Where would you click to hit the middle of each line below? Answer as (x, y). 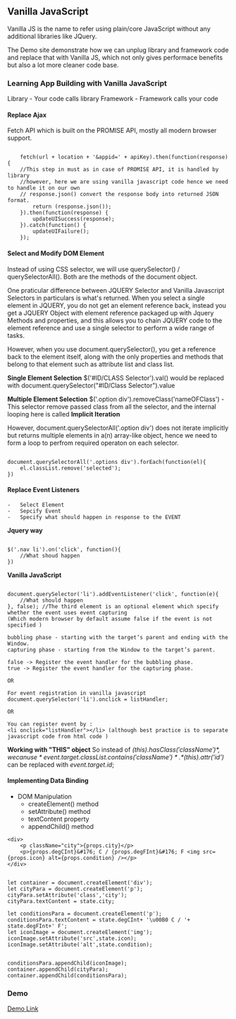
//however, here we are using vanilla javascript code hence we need (124, 182)
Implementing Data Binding (48, 781)
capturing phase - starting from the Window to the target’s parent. (112, 650)
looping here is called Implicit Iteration (64, 414)
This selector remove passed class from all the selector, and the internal (112, 407)
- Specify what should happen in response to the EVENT (94, 517)
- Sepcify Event (34, 511)
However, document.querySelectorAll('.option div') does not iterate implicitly (118, 428)
